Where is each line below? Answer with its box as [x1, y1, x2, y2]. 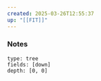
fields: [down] [7, 61, 51, 68]
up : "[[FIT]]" [7, 17, 48, 24]
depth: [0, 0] [7, 67, 48, 74]
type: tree [7, 55, 39, 62]
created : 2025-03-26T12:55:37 [7, 10, 95, 17]
